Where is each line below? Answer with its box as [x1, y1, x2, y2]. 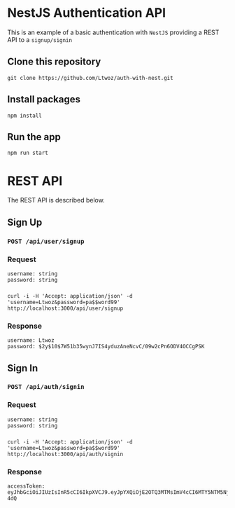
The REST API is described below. [7, 196, 105, 205]
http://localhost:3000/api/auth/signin [7, 451, 124, 458]
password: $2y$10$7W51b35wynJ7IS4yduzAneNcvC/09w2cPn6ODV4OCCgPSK [7, 343, 205, 350]
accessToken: [7, 482, 45, 490]
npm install [7, 112, 42, 119]
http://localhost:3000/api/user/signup [7, 305, 124, 312]
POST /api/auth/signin [7, 383, 85, 391]
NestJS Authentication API [7, 5, 166, 21]
